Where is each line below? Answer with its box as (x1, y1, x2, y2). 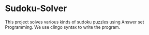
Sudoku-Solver (5, 3, 67, 14)
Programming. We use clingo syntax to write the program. (5, 24, 120, 30)
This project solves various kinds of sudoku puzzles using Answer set (5, 19, 144, 25)
